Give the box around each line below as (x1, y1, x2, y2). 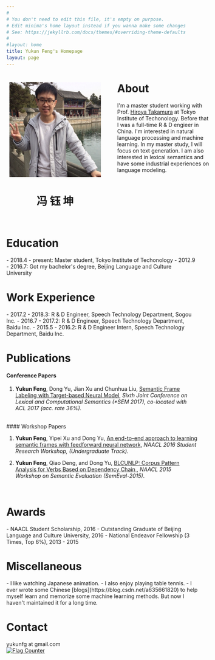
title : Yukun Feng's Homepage (6, 49, 83, 55)
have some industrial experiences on (117, 160, 210, 167)
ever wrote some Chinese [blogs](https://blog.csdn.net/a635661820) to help (6, 586, 198, 594)
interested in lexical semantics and (117, 153, 204, 160)
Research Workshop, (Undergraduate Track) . (15, 447, 129, 455)
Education (6, 236, 59, 250)
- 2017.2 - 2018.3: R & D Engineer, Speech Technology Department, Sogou (6, 311, 192, 318)
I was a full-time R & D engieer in (117, 121, 199, 128)
